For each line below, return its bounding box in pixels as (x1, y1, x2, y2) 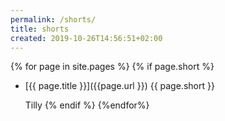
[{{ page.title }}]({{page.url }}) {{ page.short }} (24, 80, 215, 92)
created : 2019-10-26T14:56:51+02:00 (10, 33, 163, 43)
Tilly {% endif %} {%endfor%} (24, 99, 150, 111)
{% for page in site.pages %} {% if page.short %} (10, 61, 215, 73)
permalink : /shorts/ (10, 14, 97, 25)
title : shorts (10, 24, 70, 34)
